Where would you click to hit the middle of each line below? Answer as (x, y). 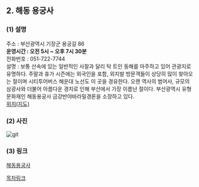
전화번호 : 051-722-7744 (36, 58)
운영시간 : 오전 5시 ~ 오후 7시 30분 (46, 51)
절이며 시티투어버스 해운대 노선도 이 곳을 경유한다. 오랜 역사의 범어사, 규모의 (101, 81)
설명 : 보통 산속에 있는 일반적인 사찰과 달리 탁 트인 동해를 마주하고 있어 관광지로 (99, 66)
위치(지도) (18, 103)
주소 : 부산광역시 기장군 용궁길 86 (46, 43)
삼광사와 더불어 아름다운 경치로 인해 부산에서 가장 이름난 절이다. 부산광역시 (94, 88)
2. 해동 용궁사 (30, 11)
